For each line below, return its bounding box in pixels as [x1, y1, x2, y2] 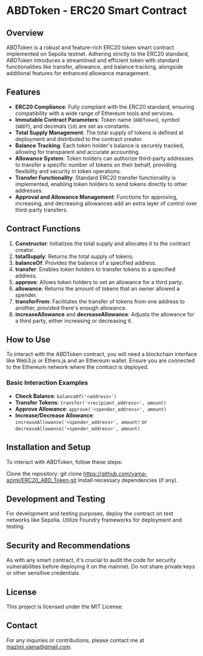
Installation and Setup [6, 442, 91, 452]
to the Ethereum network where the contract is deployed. [6, 363, 149, 371]
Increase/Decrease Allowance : [15, 411, 95, 419]
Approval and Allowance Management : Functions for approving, [15, 193, 178, 200]
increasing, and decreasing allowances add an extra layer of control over [15, 199, 198, 207]
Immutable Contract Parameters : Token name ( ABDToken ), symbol [15, 116, 180, 123]
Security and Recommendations [6, 540, 130, 551]
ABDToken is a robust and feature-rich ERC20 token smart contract [6, 44, 175, 51]
